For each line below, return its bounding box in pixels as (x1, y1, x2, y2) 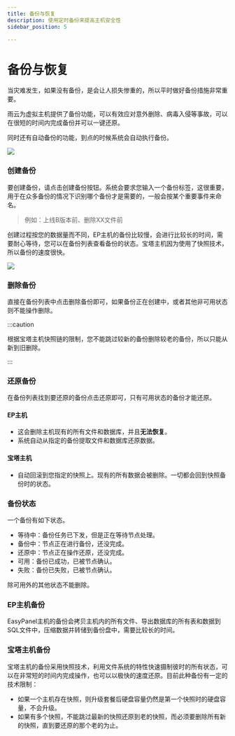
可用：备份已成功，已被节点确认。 (17, 557, 116, 565)
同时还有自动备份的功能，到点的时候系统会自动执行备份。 (7, 134, 173, 142)
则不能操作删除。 (7, 306, 57, 314)
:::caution (7, 320, 35, 328)
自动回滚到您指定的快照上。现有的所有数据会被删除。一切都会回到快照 (17, 471, 220, 479)
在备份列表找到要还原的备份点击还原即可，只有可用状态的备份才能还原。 (7, 394, 215, 402)
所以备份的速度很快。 (7, 248, 69, 256)
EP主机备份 (7, 599, 45, 609)
